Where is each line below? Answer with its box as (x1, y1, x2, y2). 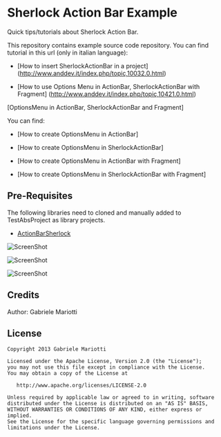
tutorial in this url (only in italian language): (7, 48, 128, 57)
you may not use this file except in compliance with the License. (7, 364, 206, 371)
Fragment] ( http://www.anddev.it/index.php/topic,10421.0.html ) (17, 90, 197, 98)
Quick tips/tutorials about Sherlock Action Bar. (7, 28, 139, 36)
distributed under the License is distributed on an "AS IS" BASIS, (7, 400, 209, 407)
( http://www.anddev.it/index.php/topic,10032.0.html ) (17, 69, 167, 77)
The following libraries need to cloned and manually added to (7, 208, 182, 217)
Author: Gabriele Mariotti (7, 307, 78, 315)
